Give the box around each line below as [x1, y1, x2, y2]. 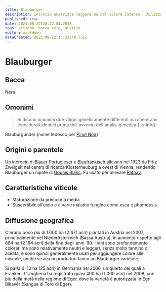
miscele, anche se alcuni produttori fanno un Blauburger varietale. [5, 256, 140, 262]
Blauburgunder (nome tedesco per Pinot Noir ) [5, 131, 99, 137]
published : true [5, 16, 39, 21]
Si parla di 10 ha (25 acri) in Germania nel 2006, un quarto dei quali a [5, 265, 145, 271]
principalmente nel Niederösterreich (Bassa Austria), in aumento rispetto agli [5, 235, 161, 241]
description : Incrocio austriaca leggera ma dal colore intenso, [5, 12, 142, 17]
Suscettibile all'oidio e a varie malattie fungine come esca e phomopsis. [12, 202, 158, 208]
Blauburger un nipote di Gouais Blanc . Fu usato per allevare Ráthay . [5, 169, 142, 175]
